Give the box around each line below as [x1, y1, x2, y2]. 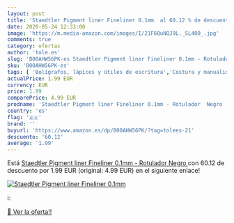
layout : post [7, 10, 45, 17]
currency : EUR [7, 82, 49, 89]
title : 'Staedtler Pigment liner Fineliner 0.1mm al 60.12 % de [7, 17, 201, 24]
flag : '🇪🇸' [7, 114, 42, 121]
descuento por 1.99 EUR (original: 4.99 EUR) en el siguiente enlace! [7, 167, 201, 175]
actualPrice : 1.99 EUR [7, 75, 73, 82]
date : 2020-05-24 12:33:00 [7, 23, 86, 30]
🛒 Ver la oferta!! [7, 208, 52, 216]
